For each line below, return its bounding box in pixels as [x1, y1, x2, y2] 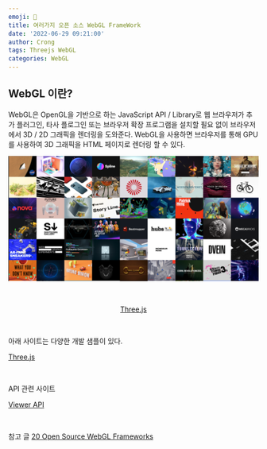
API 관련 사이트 [8, 384, 56, 393]
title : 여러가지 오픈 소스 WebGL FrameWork [8, 21, 141, 29]
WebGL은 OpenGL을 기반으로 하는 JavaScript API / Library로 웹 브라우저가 [8, 110, 245, 119]
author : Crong [8, 38, 56, 46]
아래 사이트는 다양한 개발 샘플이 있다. [8, 336, 123, 346]
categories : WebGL [8, 55, 69, 63]
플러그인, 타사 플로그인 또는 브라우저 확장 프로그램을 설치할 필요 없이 [16, 119, 229, 129]
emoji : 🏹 [8, 13, 37, 21]
